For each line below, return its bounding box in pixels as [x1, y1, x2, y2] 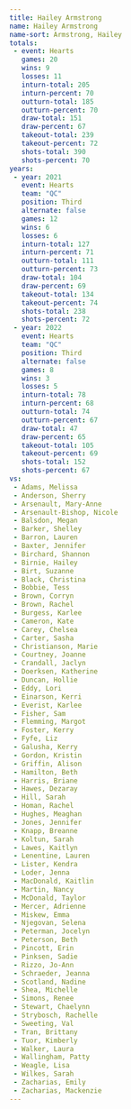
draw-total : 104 [21, 273, 83, 282]
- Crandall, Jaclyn [13, 659, 87, 668]
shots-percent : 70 [21, 155, 91, 165]
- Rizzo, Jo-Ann [13, 960, 74, 969]
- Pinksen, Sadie [13, 952, 78, 961]
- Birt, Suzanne [13, 566, 74, 575]
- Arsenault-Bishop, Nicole [13, 508, 118, 517]
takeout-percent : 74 [21, 298, 99, 307]
